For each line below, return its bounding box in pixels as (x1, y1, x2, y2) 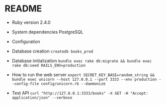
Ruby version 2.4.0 (11, 19, 51, 25)
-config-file (11, 81, 39, 86)
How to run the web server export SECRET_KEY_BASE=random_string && (11, 71, 155, 77)
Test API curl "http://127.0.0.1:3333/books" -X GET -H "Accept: (11, 90, 149, 96)
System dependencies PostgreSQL (11, 29, 83, 35)
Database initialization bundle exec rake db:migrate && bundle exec (11, 57, 152, 63)
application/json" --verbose (11, 95, 73, 100)
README (4, 3, 42, 14)
